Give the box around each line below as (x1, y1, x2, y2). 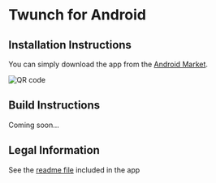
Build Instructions (8, 99, 101, 113)
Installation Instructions (8, 38, 132, 52)
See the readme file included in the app (8, 164, 140, 175)
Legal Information (8, 143, 100, 157)
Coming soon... (8, 120, 59, 130)
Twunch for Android (8, 6, 147, 24)
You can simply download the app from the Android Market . (8, 59, 209, 69)
